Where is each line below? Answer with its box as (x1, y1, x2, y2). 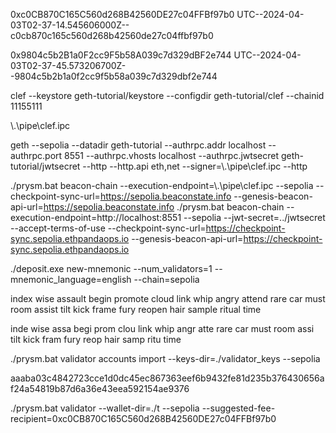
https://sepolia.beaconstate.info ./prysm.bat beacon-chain (43, 201, 285, 213)
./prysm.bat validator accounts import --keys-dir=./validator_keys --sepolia (10, 353, 321, 364)
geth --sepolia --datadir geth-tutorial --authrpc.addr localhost (10, 139, 267, 151)
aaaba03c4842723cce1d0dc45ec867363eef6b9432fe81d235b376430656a (10, 372, 325, 384)
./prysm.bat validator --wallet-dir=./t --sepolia (10, 402, 200, 414)
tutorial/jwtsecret (10, 160, 81, 172)
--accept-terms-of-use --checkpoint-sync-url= (10, 222, 207, 234)
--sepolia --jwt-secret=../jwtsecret (183, 212, 326, 223)
